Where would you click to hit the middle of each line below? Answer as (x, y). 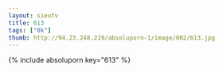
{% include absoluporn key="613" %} (70, 60)
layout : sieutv (33, 15)
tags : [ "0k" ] (30, 30)
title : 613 (26, 23)
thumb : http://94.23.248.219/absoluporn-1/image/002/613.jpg (112, 38)
